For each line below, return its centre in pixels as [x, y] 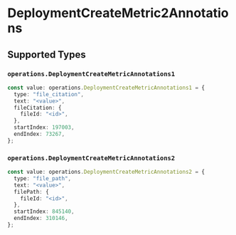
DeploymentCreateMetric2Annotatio [118, 13]
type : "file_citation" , [49, 94]
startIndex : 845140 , [44, 211]
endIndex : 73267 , [39, 134]
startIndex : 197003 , [44, 127]
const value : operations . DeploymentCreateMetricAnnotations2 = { [106, 172]
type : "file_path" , [43, 178]
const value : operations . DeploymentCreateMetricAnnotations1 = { [106, 88]
